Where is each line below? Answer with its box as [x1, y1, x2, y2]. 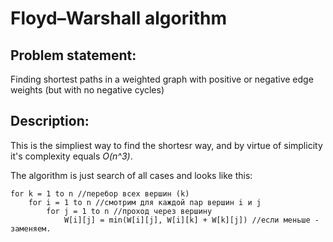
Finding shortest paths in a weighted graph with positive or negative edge [10, 73, 314, 85]
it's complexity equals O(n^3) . [10, 150, 133, 162]
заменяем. [10, 223, 52, 234]
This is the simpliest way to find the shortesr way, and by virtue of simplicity [10, 139, 323, 151]
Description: [10, 113, 90, 130]
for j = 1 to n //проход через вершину [46, 206, 213, 216]
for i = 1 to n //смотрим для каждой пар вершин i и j [28, 197, 262, 207]
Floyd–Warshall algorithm [10, 7, 228, 30]
